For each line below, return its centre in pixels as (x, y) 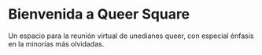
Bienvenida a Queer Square (99, 14)
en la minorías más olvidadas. (56, 43)
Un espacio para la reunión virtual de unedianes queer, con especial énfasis (131, 36)
